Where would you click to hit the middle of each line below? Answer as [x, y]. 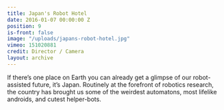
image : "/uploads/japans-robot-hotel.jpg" [69, 39]
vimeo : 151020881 [32, 45]
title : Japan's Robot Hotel [47, 13]
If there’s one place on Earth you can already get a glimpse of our [99, 77]
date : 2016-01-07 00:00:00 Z [49, 20]
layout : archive [30, 58]
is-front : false [30, 32]
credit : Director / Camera [46, 52]
